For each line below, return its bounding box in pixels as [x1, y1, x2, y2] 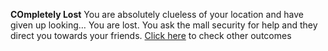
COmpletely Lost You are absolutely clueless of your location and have [10, 9, 304, 20]
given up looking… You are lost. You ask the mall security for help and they [10, 19, 318, 31]
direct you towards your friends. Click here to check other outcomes [10, 30, 292, 41]
